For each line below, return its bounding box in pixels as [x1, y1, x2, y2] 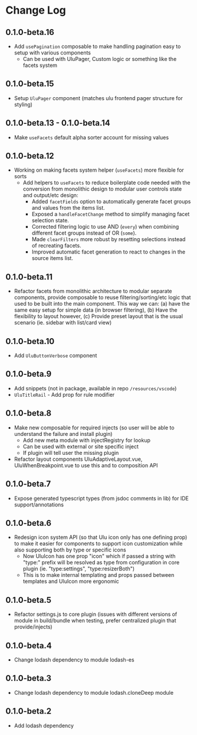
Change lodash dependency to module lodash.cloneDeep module [14, 689, 174, 696]
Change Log [5, 4, 66, 17]
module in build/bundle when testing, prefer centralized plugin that [14, 617, 176, 624]
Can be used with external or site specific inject [22, 442, 139, 450]
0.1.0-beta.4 [5, 640, 52, 650]
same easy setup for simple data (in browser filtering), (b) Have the [14, 306, 178, 314]
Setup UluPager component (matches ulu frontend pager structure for [14, 94, 183, 101]
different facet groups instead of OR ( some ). [31, 229, 137, 237]
